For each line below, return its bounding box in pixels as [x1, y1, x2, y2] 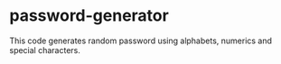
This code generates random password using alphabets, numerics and [9, 35, 273, 46]
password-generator [9, 5, 169, 26]
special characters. [9, 44, 81, 55]
